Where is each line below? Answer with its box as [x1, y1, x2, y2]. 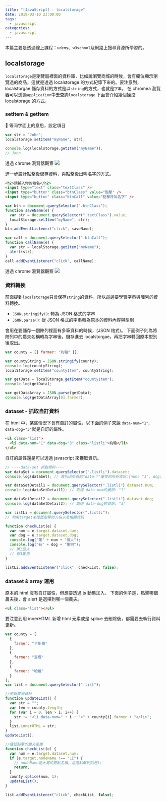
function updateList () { [5, 696, 56, 701]
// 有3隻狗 [9, 551, 30, 556]
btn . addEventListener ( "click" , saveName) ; [5, 226, 94, 231]
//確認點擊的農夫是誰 [5, 742, 43, 747]
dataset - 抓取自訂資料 [5, 407, 59, 414]
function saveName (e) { [5, 208, 55, 213]
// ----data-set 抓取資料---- [5, 465, 64, 469]
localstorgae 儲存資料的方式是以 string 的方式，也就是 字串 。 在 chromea [5, 85, 151, 91]
